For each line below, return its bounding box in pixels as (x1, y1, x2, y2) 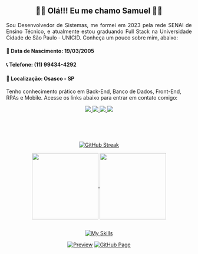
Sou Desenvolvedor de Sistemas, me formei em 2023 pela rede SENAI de (6, 21, 192, 28)
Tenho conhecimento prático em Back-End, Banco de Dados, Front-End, (6, 88, 181, 95)
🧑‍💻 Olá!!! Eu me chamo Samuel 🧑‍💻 (35, 6, 163, 16)
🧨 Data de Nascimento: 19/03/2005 (6, 48, 94, 55)
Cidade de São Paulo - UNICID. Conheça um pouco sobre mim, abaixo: (6, 34, 179, 41)
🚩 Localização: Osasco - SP (6, 75, 75, 82)
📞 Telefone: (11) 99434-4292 (6, 61, 77, 68)
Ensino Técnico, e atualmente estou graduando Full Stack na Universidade (6, 28, 192, 35)
